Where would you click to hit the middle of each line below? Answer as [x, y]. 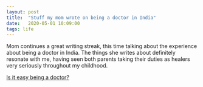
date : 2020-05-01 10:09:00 [43, 23]
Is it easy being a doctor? [38, 77]
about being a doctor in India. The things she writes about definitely [91, 53]
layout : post [23, 12]
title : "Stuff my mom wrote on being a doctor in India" [81, 18]
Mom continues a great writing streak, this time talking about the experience [102, 46]
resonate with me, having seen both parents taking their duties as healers [98, 59]
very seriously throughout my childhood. [57, 66]
